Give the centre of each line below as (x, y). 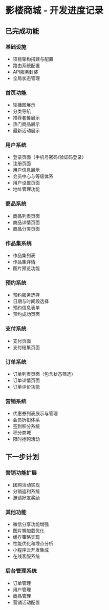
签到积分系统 (26, 426)
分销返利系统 (26, 491)
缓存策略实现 (26, 537)
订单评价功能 (26, 387)
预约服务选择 (26, 295)
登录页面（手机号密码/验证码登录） (49, 157)
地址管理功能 (26, 189)
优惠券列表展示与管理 (35, 414)
